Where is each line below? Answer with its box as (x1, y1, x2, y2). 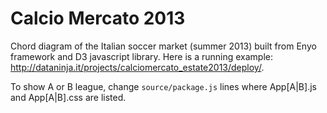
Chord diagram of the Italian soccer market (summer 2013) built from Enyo (10, 40, 317, 52)
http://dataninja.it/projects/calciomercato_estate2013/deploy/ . (10, 61, 265, 73)
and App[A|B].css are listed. (10, 91, 127, 103)
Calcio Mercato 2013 (10, 7, 186, 30)
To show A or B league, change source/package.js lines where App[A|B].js (10, 80, 317, 92)
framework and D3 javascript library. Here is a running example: (10, 50, 273, 62)
